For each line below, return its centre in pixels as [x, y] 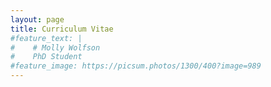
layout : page [37, 19]
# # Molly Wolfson [55, 47]
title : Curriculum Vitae [62, 29]
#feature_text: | [46, 38]
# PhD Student [46, 57]
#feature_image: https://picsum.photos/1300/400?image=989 [136, 66]
